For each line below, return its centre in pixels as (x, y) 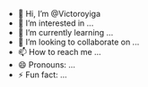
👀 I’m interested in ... (56, 23)
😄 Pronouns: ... (47, 65)
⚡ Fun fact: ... (42, 75)
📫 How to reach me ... (59, 52)
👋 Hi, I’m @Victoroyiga (59, 14)
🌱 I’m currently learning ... (65, 32)
